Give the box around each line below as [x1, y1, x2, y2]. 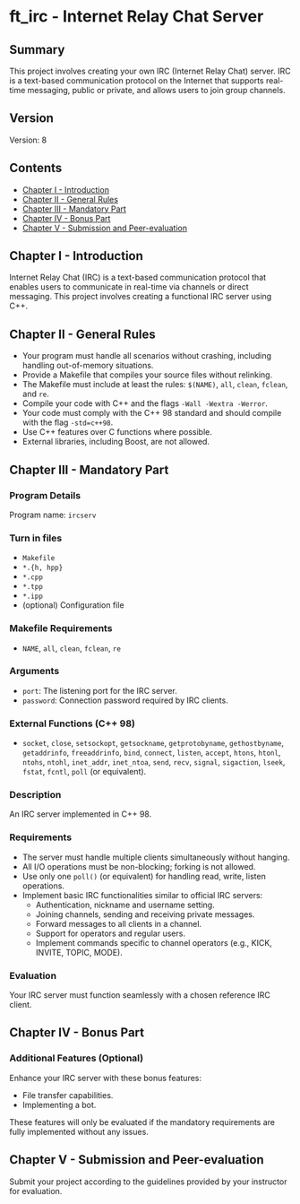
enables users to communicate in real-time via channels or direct [9, 282, 249, 292]
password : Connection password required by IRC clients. [21, 695, 228, 706]
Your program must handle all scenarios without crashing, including [21, 351, 271, 361]
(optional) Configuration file [21, 600, 124, 611]
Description [9, 789, 62, 801]
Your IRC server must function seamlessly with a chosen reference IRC [9, 990, 270, 1000]
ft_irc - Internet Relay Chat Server [9, 6, 264, 27]
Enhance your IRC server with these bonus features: [9, 1072, 202, 1083]
